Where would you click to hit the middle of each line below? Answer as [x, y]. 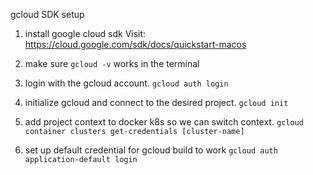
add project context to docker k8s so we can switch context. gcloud [164, 122]
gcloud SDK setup [47, 14]
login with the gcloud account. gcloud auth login [126, 83]
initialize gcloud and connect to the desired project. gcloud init [156, 102]
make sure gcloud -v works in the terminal [112, 63]
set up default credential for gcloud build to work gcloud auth [151, 150]
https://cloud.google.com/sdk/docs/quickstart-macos [135, 44]
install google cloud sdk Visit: [85, 33]
